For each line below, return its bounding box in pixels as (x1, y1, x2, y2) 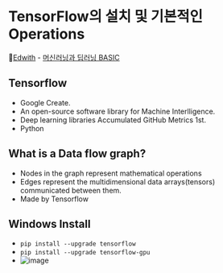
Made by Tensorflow (19, 194, 89, 204)
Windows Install (8, 217, 91, 230)
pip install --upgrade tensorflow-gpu (19, 249, 151, 257)
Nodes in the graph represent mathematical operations (19, 168, 203, 178)
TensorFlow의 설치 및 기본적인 (8, 7, 203, 26)
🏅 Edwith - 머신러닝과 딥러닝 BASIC (8, 52, 120, 62)
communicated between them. (19, 185, 122, 195)
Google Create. (19, 97, 71, 107)
